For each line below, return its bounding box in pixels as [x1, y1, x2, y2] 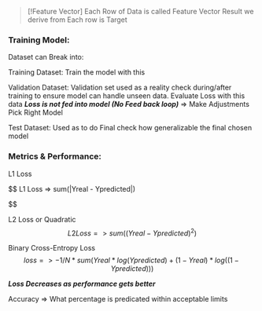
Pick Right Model [8, 108, 63, 117]
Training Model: [8, 35, 70, 46]
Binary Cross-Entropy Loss [8, 243, 96, 253]
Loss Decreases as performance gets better [8, 279, 156, 289]
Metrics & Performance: [8, 151, 102, 162]
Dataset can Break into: [8, 53, 84, 62]
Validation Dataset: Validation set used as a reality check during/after [8, 82, 232, 93]
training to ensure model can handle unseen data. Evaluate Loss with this [8, 91, 245, 101]
